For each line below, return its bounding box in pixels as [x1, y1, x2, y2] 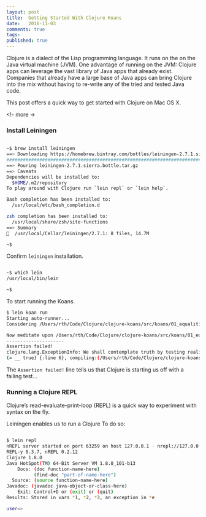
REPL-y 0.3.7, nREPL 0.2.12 [6, 449, 78, 455]
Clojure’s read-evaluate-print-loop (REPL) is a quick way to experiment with [6, 402, 197, 409]
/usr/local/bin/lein [6, 276, 59, 282]
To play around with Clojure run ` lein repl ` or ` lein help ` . [6, 185, 169, 192]
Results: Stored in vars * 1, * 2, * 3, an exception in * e [6, 495, 155, 501]
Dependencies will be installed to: [6, 174, 100, 180]
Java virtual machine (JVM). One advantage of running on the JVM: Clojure [6, 61, 197, 68]
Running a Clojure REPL [6, 387, 78, 396]
